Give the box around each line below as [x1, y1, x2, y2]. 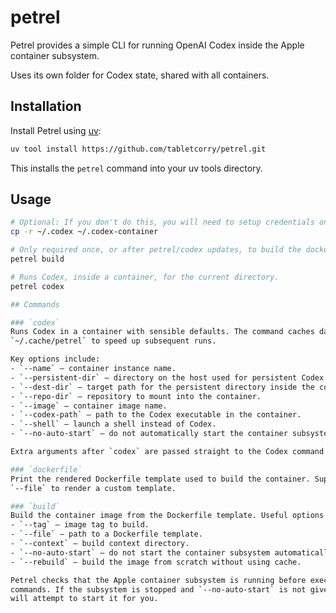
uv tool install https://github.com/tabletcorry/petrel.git [10, 144, 267, 154]
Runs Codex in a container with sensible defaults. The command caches [10, 327, 315, 337]
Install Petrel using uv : [10, 124, 102, 136]
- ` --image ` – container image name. [10, 401, 168, 411]
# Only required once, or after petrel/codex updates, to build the [10, 245, 302, 255]
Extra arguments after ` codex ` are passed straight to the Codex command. [10, 447, 329, 457]
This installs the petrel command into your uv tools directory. [10, 162, 263, 174]
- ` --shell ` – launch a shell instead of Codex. [10, 419, 217, 430]
